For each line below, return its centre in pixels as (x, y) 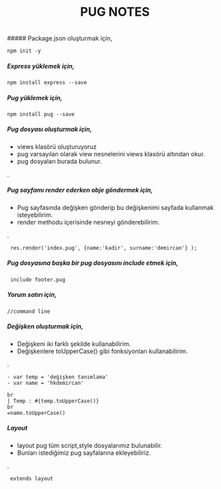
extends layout (31, 478)
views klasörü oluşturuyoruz (57, 146)
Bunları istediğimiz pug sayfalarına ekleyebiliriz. (84, 453)
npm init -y (24, 51)
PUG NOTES (115, 12)
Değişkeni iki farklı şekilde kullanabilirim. (74, 344)
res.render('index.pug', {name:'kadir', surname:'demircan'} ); (103, 248)
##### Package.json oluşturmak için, (60, 38)
